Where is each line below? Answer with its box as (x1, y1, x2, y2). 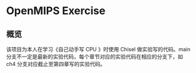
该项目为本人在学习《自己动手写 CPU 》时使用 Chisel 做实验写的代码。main (6, 46, 191, 52)
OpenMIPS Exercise (6, 4, 106, 18)
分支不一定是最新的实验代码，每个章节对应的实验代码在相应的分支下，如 (6, 53, 183, 60)
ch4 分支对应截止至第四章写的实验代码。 (6, 61, 106, 67)
